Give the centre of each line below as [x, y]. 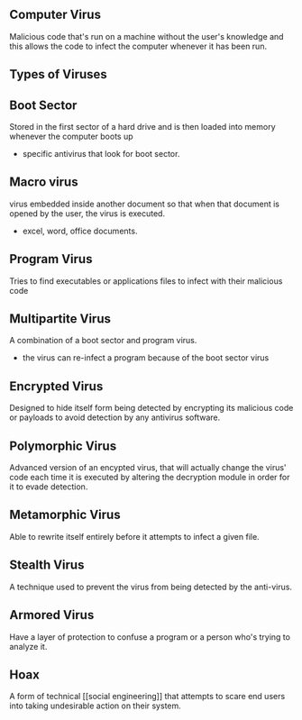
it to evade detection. [49, 487]
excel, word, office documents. [80, 231]
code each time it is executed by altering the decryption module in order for [150, 478]
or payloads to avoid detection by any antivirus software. [115, 417]
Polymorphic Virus [63, 446]
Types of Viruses [59, 74]
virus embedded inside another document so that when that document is [144, 204]
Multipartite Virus [60, 319]
